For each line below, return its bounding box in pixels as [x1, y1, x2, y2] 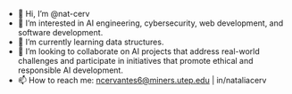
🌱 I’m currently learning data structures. [17, 36, 164, 47]
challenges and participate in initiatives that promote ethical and [17, 56, 254, 66]
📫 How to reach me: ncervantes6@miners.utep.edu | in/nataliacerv [17, 75, 267, 85]
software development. [17, 27, 104, 37]
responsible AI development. [17, 65, 123, 75]
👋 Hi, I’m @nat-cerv [17, 9, 90, 19]
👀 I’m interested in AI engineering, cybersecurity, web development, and [17, 18, 284, 28]
